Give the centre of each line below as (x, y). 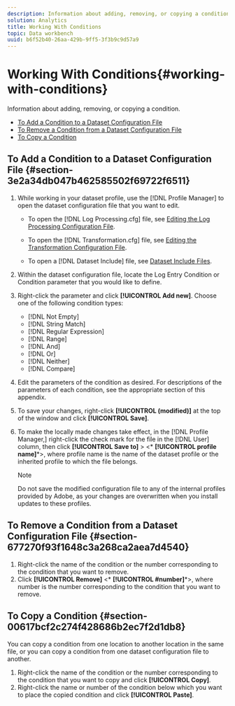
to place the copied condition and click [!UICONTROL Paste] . (106, 695)
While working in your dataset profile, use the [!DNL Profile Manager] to (121, 198)
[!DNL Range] (48, 339)
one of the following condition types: (70, 303)
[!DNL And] (44, 346)
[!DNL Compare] (51, 368)
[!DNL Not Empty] (53, 317)
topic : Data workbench (40, 33)
